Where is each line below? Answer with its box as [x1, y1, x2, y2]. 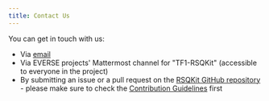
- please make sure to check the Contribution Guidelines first [19, 83, 223, 93]
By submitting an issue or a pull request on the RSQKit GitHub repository [19, 75, 261, 84]
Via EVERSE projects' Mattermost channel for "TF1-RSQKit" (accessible [19, 58, 258, 67]
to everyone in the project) [19, 66, 109, 76]
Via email [19, 49, 51, 59]
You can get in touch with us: [8, 34, 105, 43]
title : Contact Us [8, 11, 70, 20]
